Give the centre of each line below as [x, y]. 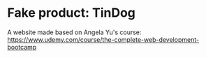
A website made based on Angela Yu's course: [74, 32]
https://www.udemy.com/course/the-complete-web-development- [103, 39]
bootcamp [22, 47]
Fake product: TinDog [72, 13]
